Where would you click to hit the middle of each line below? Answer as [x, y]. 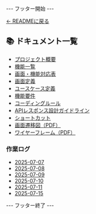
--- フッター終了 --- [30, 205]
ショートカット [32, 118]
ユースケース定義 [35, 88]
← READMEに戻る [28, 21]
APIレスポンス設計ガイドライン [52, 110]
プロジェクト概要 [35, 59]
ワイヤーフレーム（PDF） [45, 132]
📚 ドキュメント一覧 [42, 41]
